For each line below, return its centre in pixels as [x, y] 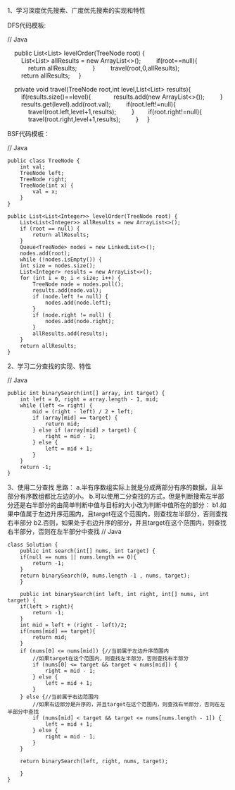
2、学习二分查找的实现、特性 [49, 366]
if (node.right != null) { [72, 315]
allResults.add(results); [71, 334]
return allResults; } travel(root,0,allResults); [104, 68]
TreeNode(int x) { [47, 186]
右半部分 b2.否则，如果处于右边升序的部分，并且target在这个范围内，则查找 [117, 523]
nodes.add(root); [45, 253]
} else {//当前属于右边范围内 [59, 697]
